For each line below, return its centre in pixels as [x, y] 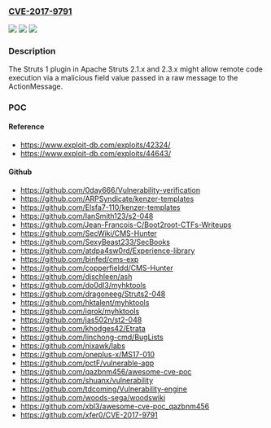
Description [32, 51]
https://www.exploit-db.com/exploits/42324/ [95, 145]
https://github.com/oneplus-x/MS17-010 [87, 354]
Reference [26, 127]
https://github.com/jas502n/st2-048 [81, 320]
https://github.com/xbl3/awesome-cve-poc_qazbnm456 [115, 406]
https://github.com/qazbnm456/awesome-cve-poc [106, 371]
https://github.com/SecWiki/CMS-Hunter [88, 233]
